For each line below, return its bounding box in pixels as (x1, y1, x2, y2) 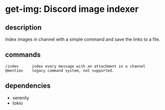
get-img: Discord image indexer (5, 3, 139, 15)
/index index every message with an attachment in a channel (5, 63, 146, 69)
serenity (12, 95, 29, 101)
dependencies (5, 82, 51, 90)
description (5, 23, 42, 32)
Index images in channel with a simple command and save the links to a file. (5, 36, 161, 42)
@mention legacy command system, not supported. (5, 68, 114, 73)
